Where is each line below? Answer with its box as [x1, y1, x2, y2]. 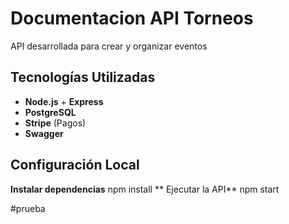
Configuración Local [10, 157, 140, 174]
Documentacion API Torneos [10, 7, 254, 30]
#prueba [10, 202, 46, 214]
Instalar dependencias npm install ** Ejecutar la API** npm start [10, 183, 280, 195]
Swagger [24, 127, 64, 139]
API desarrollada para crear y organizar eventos [10, 40, 208, 52]
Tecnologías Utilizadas [10, 69, 156, 86]
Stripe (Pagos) [24, 117, 87, 129]
